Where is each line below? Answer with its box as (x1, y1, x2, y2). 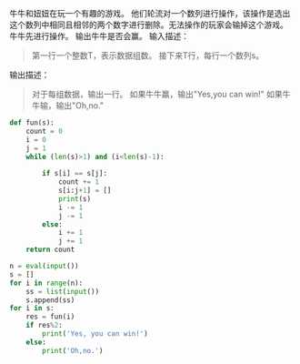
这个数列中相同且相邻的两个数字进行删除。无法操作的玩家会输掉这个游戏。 (9, 19, 288, 30)
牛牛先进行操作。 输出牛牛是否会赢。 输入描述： (9, 31, 189, 41)
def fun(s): (9, 118, 55, 127)
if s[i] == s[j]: (42, 169, 107, 178)
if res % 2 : (25, 321, 64, 330)
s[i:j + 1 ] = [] (57, 186, 112, 195)
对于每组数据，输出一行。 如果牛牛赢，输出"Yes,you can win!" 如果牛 (31, 89, 291, 99)
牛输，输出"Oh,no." (31, 100, 105, 111)
